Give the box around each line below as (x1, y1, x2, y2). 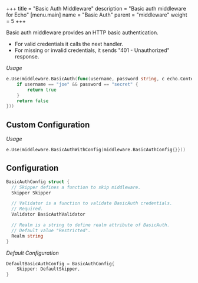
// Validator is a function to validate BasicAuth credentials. (11, 200, 173, 206)
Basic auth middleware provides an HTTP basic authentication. (6, 29, 159, 36)
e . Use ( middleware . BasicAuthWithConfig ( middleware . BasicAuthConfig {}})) (6, 147, 186, 153)
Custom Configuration (6, 119, 90, 129)
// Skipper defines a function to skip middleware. (11, 184, 141, 190)
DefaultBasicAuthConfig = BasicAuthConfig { (6, 261, 115, 266)
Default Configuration (6, 249, 59, 256)
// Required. (11, 206, 44, 212)
